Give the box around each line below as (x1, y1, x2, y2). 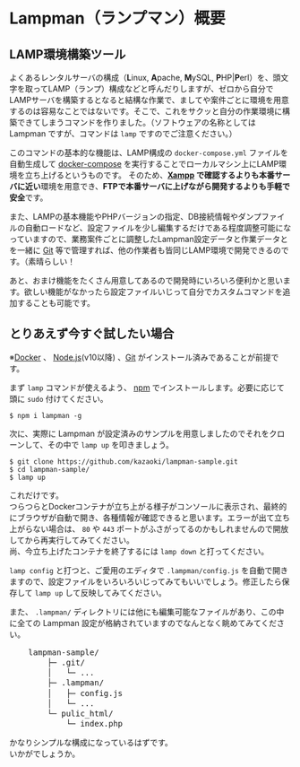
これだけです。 (9, 490, 64, 501)
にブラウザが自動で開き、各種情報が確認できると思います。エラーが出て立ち (9, 512, 291, 523)
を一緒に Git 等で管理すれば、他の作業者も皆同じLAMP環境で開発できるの (9, 245, 282, 256)
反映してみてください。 (80, 587, 167, 597)
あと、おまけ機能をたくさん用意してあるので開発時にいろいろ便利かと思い (9, 275, 284, 285)
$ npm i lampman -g (9, 411, 82, 420)
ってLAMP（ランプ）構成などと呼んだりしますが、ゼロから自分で (32, 83, 274, 94)
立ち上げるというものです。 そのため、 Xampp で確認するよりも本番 (24, 170, 275, 180)
